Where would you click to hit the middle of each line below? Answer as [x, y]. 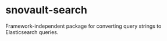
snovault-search [47, 10]
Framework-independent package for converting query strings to [83, 26]
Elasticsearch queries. [32, 32]
